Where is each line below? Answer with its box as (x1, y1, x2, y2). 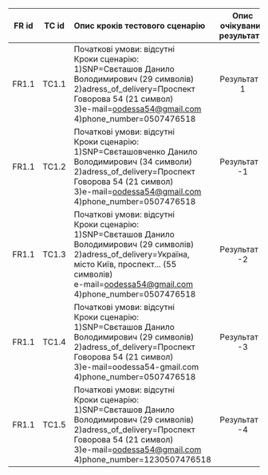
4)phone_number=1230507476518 (73, 454, 211, 465)
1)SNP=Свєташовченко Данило (73, 147, 198, 157)
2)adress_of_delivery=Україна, (73, 249, 190, 260)
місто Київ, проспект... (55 (73, 259, 177, 269)
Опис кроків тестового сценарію (73, 20, 206, 31)
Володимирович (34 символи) (73, 156, 193, 167)
